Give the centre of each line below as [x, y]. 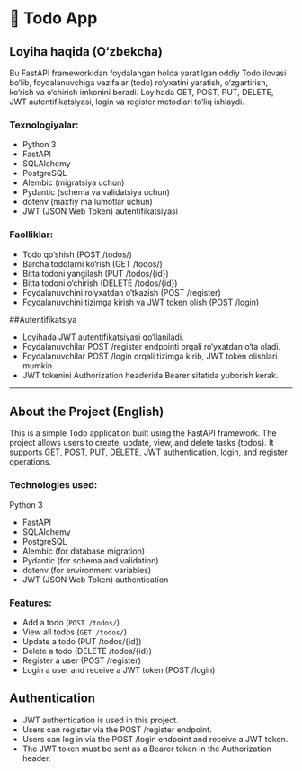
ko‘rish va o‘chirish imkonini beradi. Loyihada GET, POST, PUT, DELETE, [142, 92]
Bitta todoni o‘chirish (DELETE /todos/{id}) [100, 283]
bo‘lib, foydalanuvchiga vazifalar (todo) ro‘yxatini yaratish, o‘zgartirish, [138, 83]
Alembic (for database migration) [84, 551]
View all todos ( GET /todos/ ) [75, 632]
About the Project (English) [87, 411]
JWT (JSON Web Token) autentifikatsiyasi [100, 211]
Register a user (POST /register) [82, 660]
